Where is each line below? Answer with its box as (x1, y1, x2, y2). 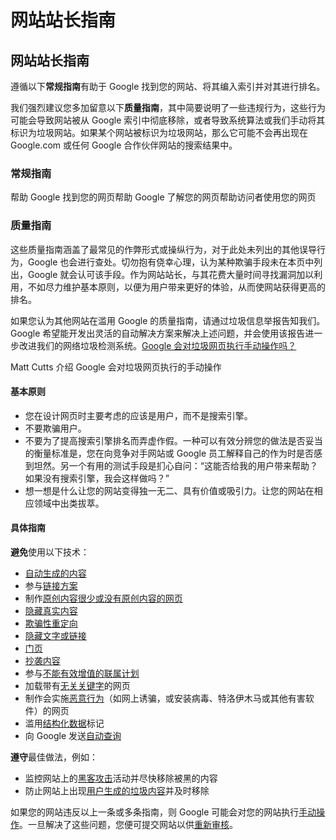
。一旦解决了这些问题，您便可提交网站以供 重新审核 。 (19, 819, 238, 830)
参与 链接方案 (24, 580, 78, 591)
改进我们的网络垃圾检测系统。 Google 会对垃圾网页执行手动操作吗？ (18, 339, 297, 351)
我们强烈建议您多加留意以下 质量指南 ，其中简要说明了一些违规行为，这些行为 (10, 102, 326, 113)
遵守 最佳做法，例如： (10, 751, 98, 763)
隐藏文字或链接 (24, 630, 87, 641)
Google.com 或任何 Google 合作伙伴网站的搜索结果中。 (10, 139, 238, 151)
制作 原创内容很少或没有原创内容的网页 (24, 592, 183, 604)
